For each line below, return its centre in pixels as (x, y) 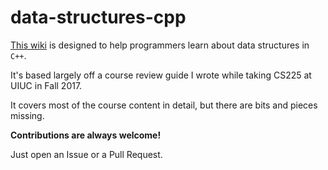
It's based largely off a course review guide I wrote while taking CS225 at (161, 75)
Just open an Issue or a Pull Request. (86, 154)
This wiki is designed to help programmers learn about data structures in (160, 45)
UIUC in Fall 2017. (46, 85)
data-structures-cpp (98, 17)
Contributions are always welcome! (86, 135)
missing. (27, 115)
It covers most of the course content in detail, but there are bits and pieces (164, 105)
